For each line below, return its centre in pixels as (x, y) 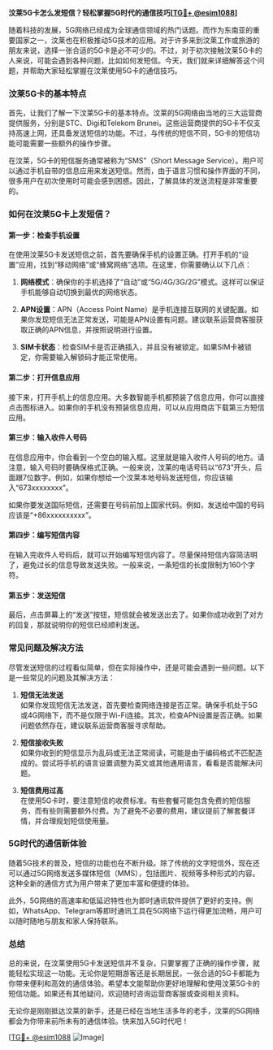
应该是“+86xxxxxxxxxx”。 (52, 514)
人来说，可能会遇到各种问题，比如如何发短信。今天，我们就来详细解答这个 (133, 61)
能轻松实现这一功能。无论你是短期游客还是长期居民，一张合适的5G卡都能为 (134, 974)
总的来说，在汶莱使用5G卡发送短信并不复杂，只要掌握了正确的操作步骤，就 (134, 963)
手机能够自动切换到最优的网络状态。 (81, 293)
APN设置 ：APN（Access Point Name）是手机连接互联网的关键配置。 (136, 310)
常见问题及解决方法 (46, 648)
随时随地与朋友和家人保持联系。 (69, 921)
